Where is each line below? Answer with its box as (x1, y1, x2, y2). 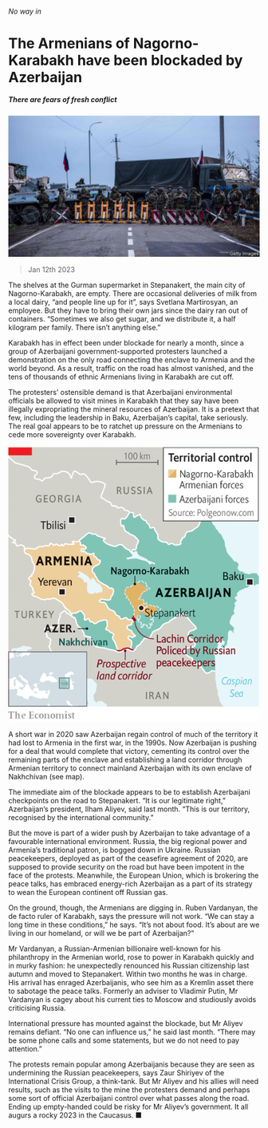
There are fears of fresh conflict (8, 95, 117, 105)
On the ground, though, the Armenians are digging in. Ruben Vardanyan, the (8, 903, 258, 913)
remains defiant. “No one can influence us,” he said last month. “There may (8, 1027, 256, 1037)
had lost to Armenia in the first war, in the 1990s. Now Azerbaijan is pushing (8, 738, 257, 747)
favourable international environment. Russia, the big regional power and (8, 837, 247, 846)
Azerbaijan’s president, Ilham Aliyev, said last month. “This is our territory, (8, 804, 250, 814)
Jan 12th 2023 (27, 265, 76, 274)
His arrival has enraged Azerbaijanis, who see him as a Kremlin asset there (8, 978, 254, 988)
